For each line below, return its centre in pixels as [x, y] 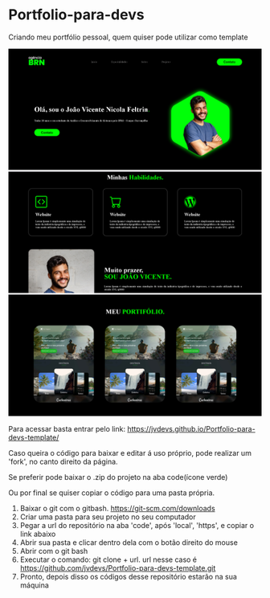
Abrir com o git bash [54, 551]
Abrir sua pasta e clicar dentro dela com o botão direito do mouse [129, 542]
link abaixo [38, 534]
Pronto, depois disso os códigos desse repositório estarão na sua [128, 576]
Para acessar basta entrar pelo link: [67, 428]
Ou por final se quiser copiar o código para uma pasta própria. [112, 493]
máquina [35, 585]
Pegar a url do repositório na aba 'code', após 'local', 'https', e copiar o [137, 525]
